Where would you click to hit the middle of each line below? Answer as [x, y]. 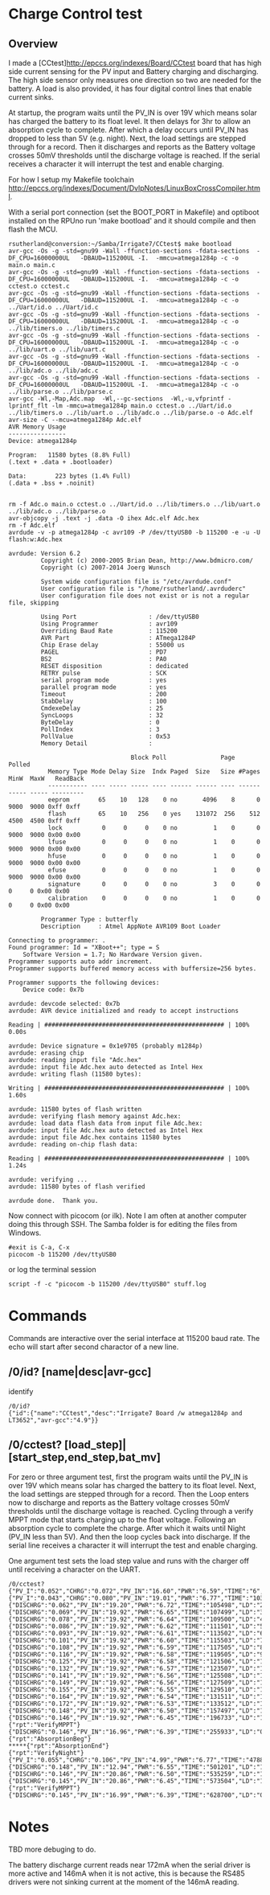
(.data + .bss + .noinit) [51, 483]
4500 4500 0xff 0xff [45, 821]
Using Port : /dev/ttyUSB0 [120, 617]
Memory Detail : [96, 744]
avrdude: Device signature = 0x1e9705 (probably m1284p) [106, 1046]
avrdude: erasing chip [46, 1053]
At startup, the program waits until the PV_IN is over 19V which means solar [133, 113]
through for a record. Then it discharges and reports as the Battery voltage [132, 147]
